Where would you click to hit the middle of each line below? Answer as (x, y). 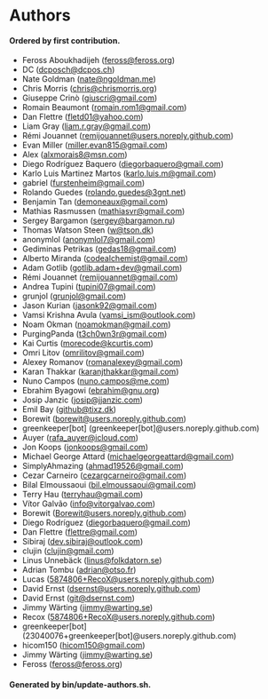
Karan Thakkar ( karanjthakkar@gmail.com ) (100, 372)
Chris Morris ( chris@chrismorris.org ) (89, 89)
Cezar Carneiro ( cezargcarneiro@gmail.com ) (104, 475)
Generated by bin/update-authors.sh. (80, 684)
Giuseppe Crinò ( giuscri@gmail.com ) (90, 98)
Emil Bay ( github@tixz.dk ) (69, 409)
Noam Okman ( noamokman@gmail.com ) (96, 324)
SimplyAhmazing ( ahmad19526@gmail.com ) (103, 466)
